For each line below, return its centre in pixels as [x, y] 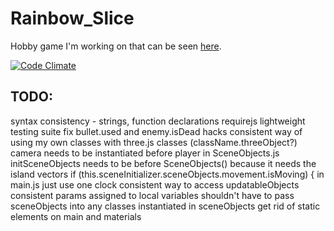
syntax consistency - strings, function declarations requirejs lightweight [158, 121]
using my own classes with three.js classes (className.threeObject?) [154, 142]
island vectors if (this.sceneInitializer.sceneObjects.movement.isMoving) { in [167, 174]
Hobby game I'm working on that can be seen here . [116, 46]
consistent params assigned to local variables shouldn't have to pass [152, 195]
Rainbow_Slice [72, 18]
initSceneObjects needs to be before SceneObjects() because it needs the [163, 163]
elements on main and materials [76, 216]
